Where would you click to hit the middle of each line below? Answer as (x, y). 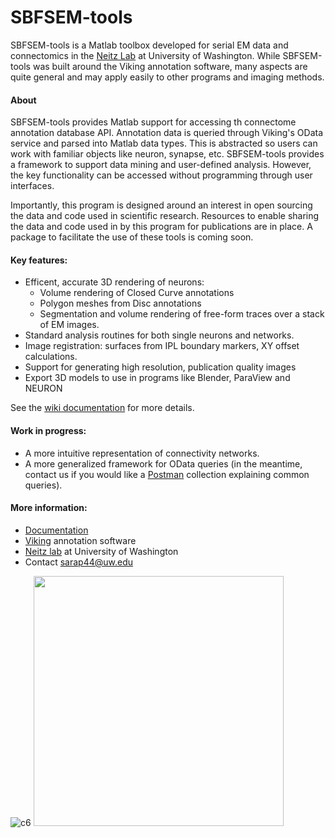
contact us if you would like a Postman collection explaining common (167, 474)
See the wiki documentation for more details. (102, 408)
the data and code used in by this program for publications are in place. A (161, 227)
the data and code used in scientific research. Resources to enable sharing (165, 216)
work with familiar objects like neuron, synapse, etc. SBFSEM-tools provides (167, 154)
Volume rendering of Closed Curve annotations (137, 293)
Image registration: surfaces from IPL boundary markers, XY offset (162, 346)
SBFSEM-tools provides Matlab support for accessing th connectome (153, 122)
